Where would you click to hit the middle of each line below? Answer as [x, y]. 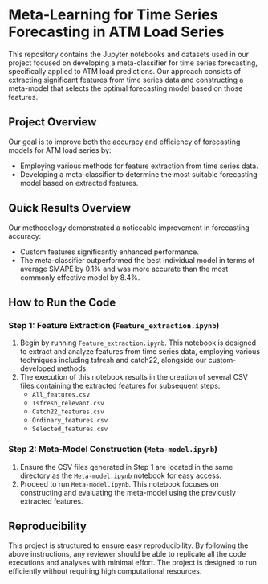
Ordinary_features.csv [70, 421]
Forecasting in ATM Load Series [116, 32]
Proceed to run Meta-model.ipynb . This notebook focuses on [119, 483]
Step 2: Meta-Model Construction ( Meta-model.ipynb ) [113, 450]
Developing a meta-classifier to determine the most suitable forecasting [138, 174]
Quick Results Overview [69, 208]
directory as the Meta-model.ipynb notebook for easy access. [121, 475]
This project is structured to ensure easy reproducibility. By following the [128, 545]
